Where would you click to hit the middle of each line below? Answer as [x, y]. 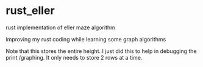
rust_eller [30, 11]
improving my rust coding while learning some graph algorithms [86, 39]
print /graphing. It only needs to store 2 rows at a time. [74, 57]
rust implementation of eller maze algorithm [60, 27]
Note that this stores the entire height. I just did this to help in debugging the [101, 51]
